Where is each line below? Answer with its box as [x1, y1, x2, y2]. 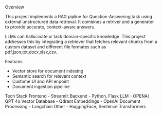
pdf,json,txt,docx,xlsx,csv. [5, 49, 57, 55]
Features [5, 59, 23, 64]
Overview [5, 4, 24, 10]
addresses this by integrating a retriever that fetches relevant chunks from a [5, 39, 157, 45]
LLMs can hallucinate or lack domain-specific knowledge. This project [5, 34, 146, 39]
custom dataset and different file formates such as [5, 44, 106, 49]
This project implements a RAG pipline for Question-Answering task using [5, 14, 152, 19]
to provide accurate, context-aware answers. [5, 24, 95, 30]
